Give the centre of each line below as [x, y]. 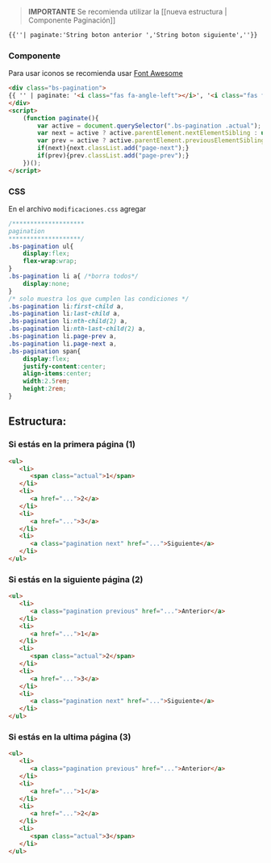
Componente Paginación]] [72, 20]
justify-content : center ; [65, 367]
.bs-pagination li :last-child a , [65, 314]
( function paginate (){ [61, 118]
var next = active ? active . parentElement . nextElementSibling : [148, 133]
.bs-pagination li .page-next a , [63, 344]
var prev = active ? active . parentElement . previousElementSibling [151, 140]
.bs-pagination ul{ [41, 246]
